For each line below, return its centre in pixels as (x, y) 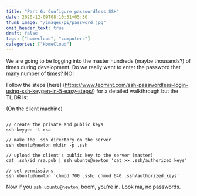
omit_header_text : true (35, 28)
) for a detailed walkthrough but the (136, 91)
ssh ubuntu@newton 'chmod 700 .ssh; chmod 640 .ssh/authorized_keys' (93, 176)
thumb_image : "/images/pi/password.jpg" (56, 22)
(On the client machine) (34, 109)
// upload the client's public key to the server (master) (80, 155)
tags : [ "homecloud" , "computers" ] (48, 39)
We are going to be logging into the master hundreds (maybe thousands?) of (98, 61)
